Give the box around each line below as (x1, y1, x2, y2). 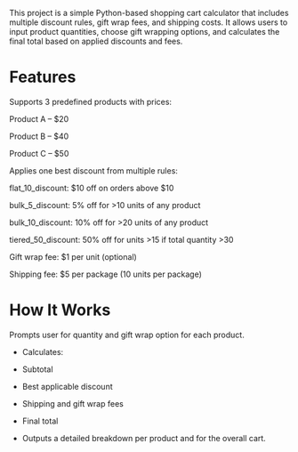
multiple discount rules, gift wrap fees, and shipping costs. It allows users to (9, 17, 288, 28)
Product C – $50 (9, 148, 69, 158)
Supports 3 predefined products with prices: (9, 96, 172, 107)
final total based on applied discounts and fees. (9, 36, 183, 46)
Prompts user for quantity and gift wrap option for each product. (9, 329, 245, 340)
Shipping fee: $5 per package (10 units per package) (9, 269, 203, 279)
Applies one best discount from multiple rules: (9, 165, 178, 176)
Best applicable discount (21, 381, 113, 391)
